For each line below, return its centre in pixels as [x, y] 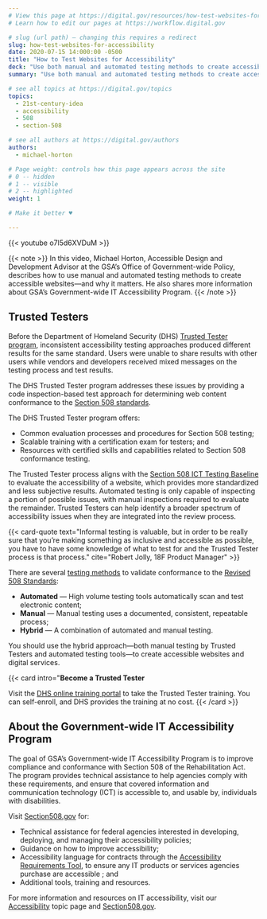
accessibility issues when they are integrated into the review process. [122, 516]
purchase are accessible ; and [69, 874]
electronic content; [50, 605]
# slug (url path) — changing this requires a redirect [103, 37]
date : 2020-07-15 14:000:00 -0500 [66, 53]
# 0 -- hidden [32, 177]
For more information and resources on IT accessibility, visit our [112, 898]
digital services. [34, 662]
